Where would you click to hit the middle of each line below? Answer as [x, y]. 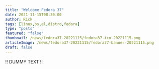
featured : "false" [24, 33]
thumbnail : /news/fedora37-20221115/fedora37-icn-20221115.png [73, 38]
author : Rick [19, 19]
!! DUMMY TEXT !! [24, 61]
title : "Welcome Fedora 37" [35, 10]
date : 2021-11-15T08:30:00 [33, 15]
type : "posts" [20, 29]
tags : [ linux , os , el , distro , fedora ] [43, 24]
